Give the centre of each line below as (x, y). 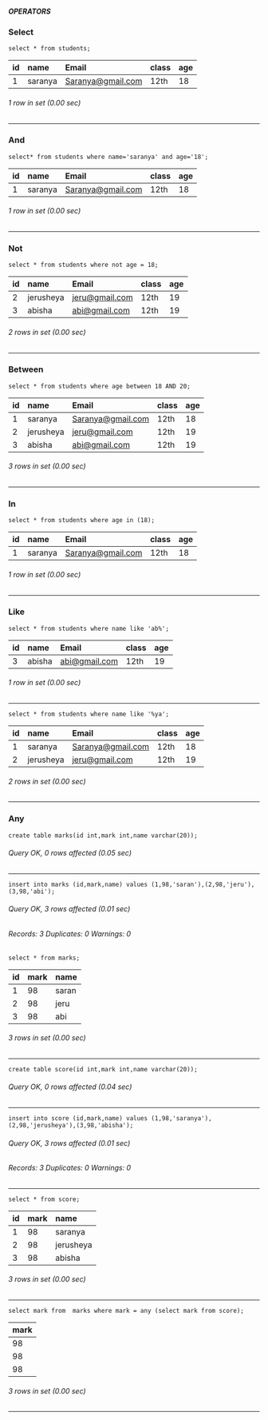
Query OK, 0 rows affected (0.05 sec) (70, 853)
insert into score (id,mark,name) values (78, 1118)
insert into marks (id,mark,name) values (78, 884)
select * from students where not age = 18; (83, 265)
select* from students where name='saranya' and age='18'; (108, 157)
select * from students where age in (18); (82, 521)
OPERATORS (30, 11)
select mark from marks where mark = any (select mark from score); (126, 1310)
